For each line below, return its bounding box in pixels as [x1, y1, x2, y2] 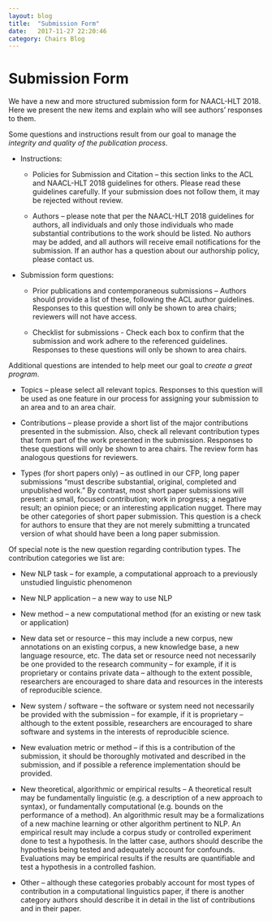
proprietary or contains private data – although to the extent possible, [19, 668, 253, 678]
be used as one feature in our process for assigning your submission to [19, 393, 259, 403]
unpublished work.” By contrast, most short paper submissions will [19, 485, 244, 496]
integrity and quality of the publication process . [8, 138, 168, 148]
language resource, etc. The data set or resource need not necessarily [19, 651, 257, 661]
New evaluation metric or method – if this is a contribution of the [19, 743, 235, 753]
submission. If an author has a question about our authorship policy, [32, 245, 260, 256]
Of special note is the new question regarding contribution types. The [8, 545, 241, 554]
